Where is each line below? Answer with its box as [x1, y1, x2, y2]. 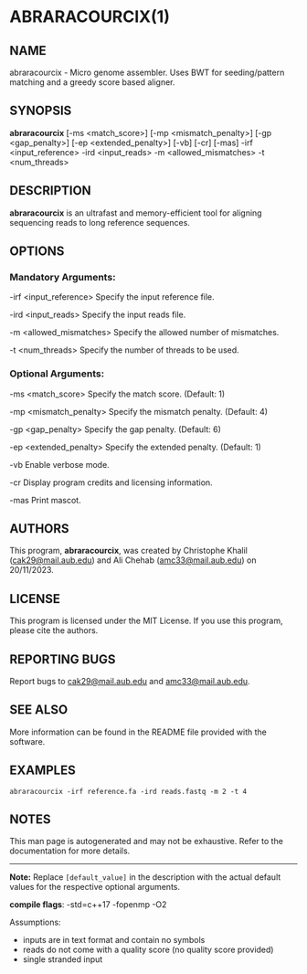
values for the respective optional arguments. [9, 882, 181, 893]
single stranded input [22, 954, 103, 965]
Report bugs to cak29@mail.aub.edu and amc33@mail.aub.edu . [9, 676, 250, 687]
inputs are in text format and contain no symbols [22, 935, 206, 946]
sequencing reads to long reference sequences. [9, 217, 190, 228]
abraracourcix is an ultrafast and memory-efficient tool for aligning [9, 207, 262, 218]
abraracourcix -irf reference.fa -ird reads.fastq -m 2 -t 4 [9, 787, 248, 796]
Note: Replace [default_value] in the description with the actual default [9, 872, 281, 883]
